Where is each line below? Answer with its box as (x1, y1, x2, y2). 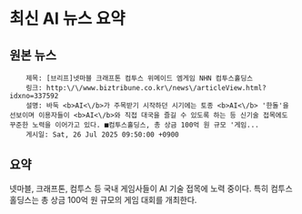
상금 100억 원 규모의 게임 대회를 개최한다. (50, 194, 197, 205)
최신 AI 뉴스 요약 (9, 8, 126, 29)
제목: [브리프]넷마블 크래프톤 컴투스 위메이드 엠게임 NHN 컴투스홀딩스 (25, 74, 254, 83)
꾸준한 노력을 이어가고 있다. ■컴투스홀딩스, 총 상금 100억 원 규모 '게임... (9, 120, 259, 129)
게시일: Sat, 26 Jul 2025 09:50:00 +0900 (25, 130, 179, 139)
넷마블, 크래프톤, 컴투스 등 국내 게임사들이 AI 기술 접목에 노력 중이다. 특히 (9, 183, 269, 194)
